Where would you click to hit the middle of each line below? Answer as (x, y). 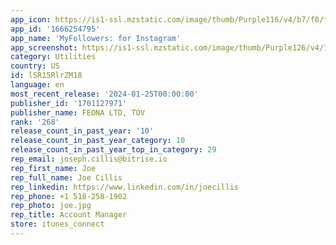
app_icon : (31, 19)
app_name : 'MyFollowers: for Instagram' (96, 38)
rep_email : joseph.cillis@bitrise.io (89, 159)
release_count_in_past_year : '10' (82, 131)
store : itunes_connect (57, 224)
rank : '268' (35, 122)
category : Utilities (53, 57)
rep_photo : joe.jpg (51, 206)
